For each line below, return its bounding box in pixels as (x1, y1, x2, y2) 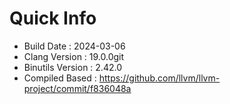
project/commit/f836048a (23, 82, 132, 94)
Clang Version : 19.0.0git (23, 50, 125, 62)
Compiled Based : (23, 72, 97, 84)
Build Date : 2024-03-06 (23, 40, 126, 52)
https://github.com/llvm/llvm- (98, 72, 221, 84)
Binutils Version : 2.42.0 (23, 61, 122, 73)
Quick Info (9, 7, 97, 30)
